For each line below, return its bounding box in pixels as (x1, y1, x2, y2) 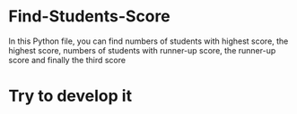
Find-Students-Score (8, 6, 171, 27)
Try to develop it (8, 86, 132, 106)
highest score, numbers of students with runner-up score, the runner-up (8, 45, 276, 55)
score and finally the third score (8, 54, 127, 65)
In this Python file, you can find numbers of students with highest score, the (8, 36, 289, 46)
